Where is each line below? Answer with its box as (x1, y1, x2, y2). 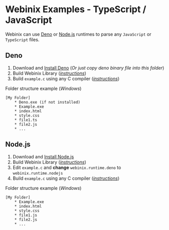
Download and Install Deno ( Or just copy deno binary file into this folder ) (12, 64, 164, 71)
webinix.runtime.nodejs (12, 171, 63, 176)
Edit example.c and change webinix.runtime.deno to (12, 164, 121, 171)
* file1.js (14, 212, 38, 218)
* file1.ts (14, 117, 38, 122)
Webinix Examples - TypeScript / (5, 4, 146, 15)
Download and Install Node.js (12, 153, 74, 159)
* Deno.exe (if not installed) (14, 100, 81, 105)
